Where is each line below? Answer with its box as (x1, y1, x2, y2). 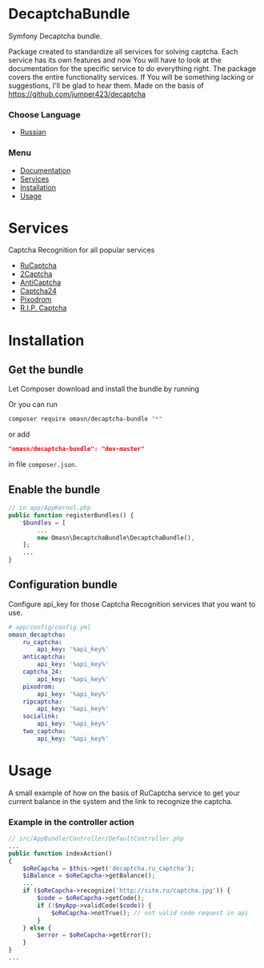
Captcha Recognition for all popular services (8, 245, 155, 255)
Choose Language (8, 109, 82, 120)
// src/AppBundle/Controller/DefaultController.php (8, 835, 184, 843)
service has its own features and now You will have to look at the (8, 55, 222, 65)
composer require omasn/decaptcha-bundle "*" (8, 415, 162, 424)
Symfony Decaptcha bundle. (8, 31, 102, 41)
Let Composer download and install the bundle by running (8, 384, 200, 394)
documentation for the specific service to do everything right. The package (8, 63, 257, 73)
